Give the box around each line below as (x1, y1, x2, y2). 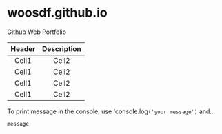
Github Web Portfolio (7, 28, 67, 36)
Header (10, 44, 36, 53)
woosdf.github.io (7, 5, 108, 21)
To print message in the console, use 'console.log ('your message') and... (7, 107, 216, 115)
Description (42, 44, 81, 53)
